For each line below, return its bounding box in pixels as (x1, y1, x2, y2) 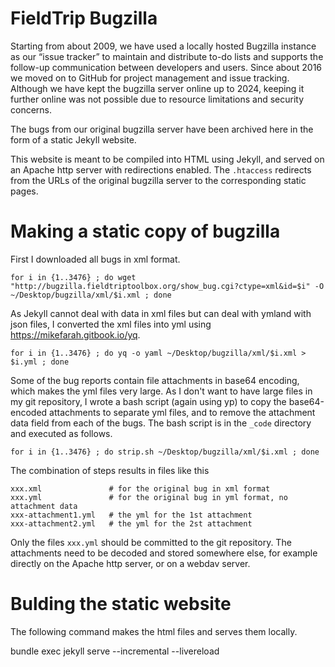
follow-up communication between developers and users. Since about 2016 (10, 61, 323, 73)
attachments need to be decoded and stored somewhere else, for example (10, 547, 318, 559)
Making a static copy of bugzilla (10, 220, 281, 243)
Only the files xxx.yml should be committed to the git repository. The (10, 536, 292, 548)
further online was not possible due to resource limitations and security (10, 93, 305, 105)
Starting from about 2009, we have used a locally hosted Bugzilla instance (10, 40, 317, 52)
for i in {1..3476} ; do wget (10, 272, 137, 282)
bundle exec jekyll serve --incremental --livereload (10, 645, 220, 657)
